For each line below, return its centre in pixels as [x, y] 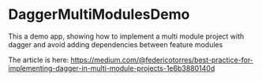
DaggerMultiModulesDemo [99, 15]
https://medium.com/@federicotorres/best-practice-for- [162, 60]
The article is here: [39, 60]
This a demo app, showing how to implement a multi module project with [126, 36]
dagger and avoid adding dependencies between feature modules [116, 44]
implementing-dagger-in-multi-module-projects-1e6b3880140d [112, 68]
